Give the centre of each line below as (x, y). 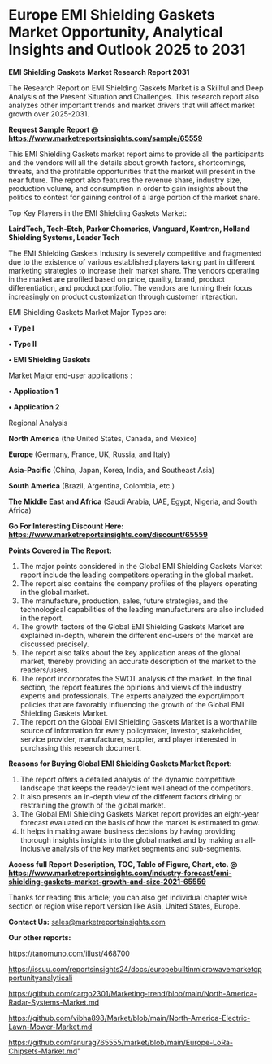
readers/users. (45, 670)
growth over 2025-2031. (49, 114)
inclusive (35, 848)
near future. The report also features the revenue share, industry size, (125, 180)
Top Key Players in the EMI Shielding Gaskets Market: (98, 212)
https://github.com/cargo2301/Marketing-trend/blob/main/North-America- (133, 993)
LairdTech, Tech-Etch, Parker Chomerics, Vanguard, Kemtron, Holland (129, 229)
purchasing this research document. (81, 747)
